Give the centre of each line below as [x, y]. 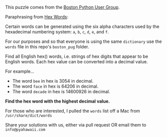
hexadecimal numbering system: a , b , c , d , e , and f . [57, 32]
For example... [20, 71]
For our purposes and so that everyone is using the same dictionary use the [83, 41]
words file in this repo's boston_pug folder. [47, 47]
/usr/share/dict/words [29, 116]
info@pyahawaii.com [25, 130]
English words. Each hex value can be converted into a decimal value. [77, 62]
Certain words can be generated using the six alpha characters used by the [82, 26]
